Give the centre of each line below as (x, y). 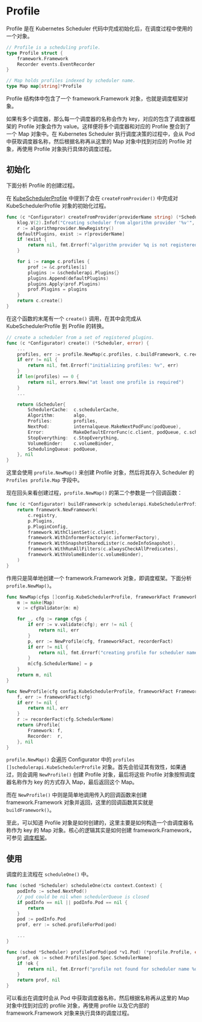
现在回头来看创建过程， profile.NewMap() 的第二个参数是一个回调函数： (94, 493)
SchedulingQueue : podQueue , (63, 449)
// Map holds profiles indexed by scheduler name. (71, 81)
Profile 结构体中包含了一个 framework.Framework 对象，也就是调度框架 (95, 99)
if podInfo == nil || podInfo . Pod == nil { (72, 902)
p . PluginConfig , (48, 527)
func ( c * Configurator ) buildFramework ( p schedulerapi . (78, 504)
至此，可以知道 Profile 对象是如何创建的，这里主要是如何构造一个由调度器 (97, 823)
